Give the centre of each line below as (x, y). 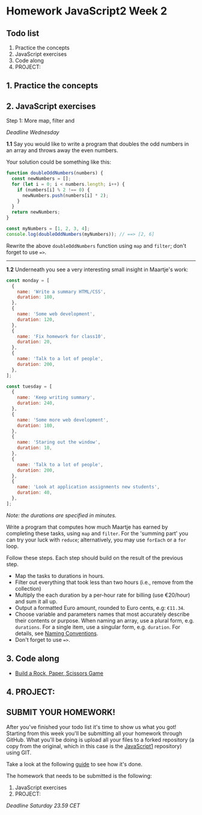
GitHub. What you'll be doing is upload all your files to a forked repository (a (100, 740)
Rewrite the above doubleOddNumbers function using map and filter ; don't (96, 245)
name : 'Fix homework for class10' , (62, 336)
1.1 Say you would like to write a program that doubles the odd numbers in (98, 144)
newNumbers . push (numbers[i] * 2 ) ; (66, 195)
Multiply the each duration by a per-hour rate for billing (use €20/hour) (103, 595)
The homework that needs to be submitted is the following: (79, 776)
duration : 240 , (36, 403)
